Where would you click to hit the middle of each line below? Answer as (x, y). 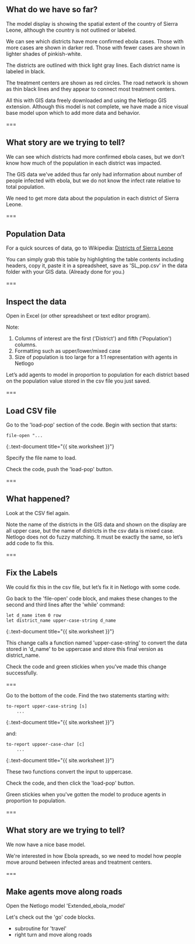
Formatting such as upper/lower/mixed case (67, 351)
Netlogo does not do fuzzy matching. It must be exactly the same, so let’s (94, 537)
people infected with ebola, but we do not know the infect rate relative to (93, 180)
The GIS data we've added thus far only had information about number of (94, 174)
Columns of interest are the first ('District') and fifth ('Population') (93, 339)
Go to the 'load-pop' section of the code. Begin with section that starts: (92, 425)
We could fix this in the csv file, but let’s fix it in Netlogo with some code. (93, 587)
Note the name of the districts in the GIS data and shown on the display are (96, 524)
